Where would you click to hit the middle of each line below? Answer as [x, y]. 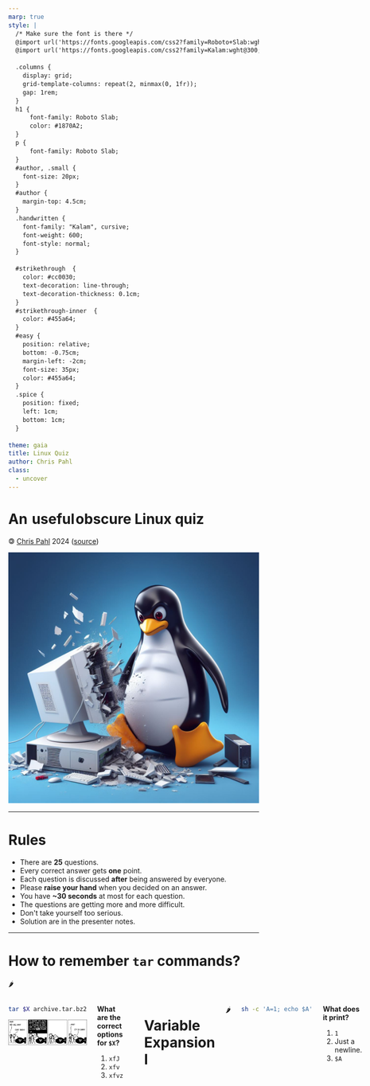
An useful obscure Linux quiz [106, 519]
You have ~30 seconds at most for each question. [102, 896]
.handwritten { [41, 218]
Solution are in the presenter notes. [78, 921]
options [110, 1034]
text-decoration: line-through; [76, 285]
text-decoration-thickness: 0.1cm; [82, 294]
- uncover [31, 479]
